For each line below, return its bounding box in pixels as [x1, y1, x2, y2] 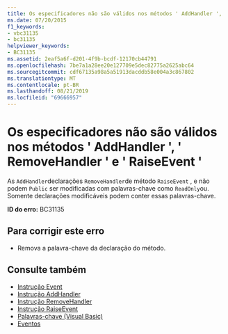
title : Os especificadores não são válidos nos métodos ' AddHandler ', [7, 10, 222, 17]
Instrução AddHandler [17, 289, 81, 298]
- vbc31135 [7, 29, 39, 37]
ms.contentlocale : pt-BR [7, 81, 79, 88]
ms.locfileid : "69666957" [7, 95, 82, 102]
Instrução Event [17, 283, 63, 291]
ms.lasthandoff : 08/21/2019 [7, 88, 89, 95]
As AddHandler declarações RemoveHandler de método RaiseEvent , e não [7, 177, 210, 185]
